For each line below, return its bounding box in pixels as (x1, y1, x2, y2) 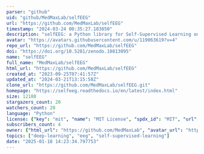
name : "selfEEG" (6, 54, 47, 60)
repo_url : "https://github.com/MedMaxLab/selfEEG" (6, 43, 137, 49)
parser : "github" (6, 8, 50, 15)
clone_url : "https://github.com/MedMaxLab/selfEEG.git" (6, 82, 151, 89)
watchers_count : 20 (6, 104, 56, 111)
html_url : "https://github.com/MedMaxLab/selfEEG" (6, 65, 137, 72)
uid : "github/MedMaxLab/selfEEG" (6, 15, 91, 21)
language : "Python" (6, 110, 56, 116)
